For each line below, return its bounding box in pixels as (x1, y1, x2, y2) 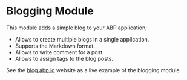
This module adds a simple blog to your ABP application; (6, 24, 147, 31)
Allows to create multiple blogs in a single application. (15, 35, 149, 43)
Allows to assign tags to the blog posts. (15, 55, 114, 62)
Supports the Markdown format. (15, 42, 95, 49)
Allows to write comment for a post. (15, 48, 104, 55)
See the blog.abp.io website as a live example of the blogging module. (6, 66, 182, 73)
